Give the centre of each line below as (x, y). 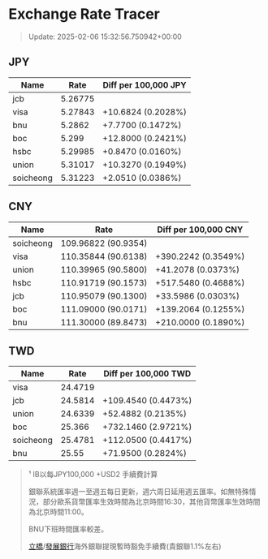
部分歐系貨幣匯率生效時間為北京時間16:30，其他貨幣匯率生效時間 (151, 502)
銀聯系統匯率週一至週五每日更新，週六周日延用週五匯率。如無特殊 (138, 492)
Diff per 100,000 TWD (147, 374)
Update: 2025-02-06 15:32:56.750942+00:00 (105, 37)
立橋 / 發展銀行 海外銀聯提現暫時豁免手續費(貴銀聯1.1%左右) (125, 546)
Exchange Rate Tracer (84, 14)
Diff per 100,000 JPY (145, 84)
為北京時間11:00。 (58, 512)
